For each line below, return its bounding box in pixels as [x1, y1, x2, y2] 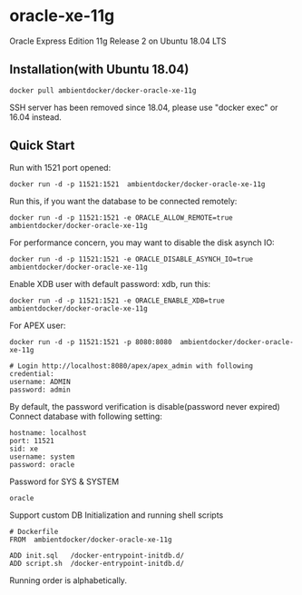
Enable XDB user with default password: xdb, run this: [9, 278, 211, 289]
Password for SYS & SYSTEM [9, 476, 120, 487]
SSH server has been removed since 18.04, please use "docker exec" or [9, 102, 278, 113]
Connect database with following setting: [9, 411, 163, 421]
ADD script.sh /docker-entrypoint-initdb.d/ [9, 559, 184, 568]
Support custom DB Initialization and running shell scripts [9, 510, 224, 521]
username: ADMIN [9, 377, 71, 386]
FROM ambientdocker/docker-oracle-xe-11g [9, 535, 172, 544]
